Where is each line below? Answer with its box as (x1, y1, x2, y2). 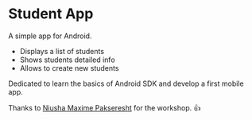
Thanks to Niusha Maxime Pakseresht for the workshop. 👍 (8, 103, 201, 112)
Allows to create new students (19, 63, 119, 72)
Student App (8, 5, 94, 23)
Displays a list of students (19, 46, 105, 56)
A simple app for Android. (8, 31, 92, 41)
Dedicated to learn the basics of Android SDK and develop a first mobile (8, 79, 244, 88)
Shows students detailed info (19, 55, 115, 64)
